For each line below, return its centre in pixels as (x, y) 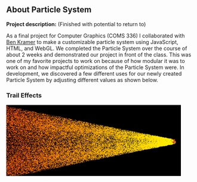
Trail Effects (24, 95)
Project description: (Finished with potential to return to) (76, 24)
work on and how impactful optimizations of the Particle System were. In (96, 67)
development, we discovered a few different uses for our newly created (94, 73)
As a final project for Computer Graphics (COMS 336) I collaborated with (96, 36)
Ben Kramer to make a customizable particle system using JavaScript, (92, 42)
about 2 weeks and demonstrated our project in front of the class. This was (99, 54)
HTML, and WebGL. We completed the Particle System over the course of (97, 48)
